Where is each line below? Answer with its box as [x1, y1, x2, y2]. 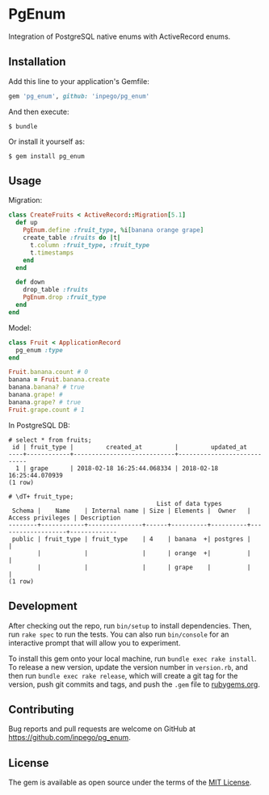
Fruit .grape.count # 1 [8, 406, 85, 414]
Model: [8, 322, 32, 332]
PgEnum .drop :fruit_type [23, 293, 107, 301]
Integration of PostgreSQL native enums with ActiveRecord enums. [8, 32, 231, 41]
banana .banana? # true [8, 383, 85, 392]
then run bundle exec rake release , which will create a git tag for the [8, 671, 238, 680]
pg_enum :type [15, 346, 63, 354]
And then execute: [8, 107, 69, 116]
